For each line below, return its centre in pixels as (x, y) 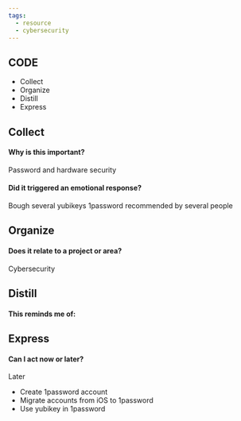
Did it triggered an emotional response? (75, 188)
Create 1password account (64, 392)
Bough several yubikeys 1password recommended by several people (120, 205)
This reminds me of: (42, 314)
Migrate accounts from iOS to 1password (86, 400)
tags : (17, 15)
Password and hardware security (62, 170)
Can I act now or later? (46, 359)
